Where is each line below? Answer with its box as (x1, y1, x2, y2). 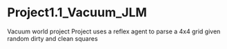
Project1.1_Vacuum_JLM (7, 5, 147, 20)
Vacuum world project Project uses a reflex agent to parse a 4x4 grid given (7, 27, 221, 35)
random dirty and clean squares (7, 34, 98, 42)
